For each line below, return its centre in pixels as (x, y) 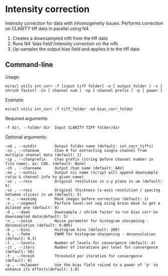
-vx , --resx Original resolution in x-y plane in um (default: (84, 181)
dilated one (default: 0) (32, 208)
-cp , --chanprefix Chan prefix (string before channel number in (79, 159)
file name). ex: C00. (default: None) (46, 164)
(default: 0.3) (21, 238)
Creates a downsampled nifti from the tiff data (60, 38)
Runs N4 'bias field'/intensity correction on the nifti (65, 43)
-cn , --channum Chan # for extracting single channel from (76, 150)
